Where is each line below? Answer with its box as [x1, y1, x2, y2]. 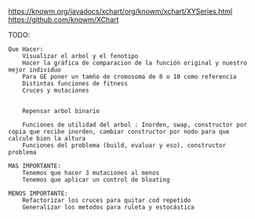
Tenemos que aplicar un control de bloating [22, 176, 170, 184]
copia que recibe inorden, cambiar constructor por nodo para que [8, 128, 230, 136]
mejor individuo [8, 66, 61, 74]
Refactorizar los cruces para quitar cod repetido [22, 196, 191, 204]
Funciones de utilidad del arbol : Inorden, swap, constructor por [22, 121, 247, 129]
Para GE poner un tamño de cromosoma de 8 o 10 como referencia [22, 73, 237, 81]
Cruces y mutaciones [22, 86, 89, 94]
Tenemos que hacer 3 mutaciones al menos [22, 169, 159, 177]
